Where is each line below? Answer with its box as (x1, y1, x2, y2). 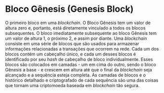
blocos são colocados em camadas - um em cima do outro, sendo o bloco (5, 62, 157, 67)
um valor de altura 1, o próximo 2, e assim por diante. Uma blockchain (5, 35, 147, 41)
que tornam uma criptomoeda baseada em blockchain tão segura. (5, 82, 140, 88)
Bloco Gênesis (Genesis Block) (5, 3, 134, 15)
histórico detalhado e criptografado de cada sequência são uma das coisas (5, 77, 159, 83)
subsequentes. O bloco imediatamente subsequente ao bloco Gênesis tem (5, 30, 157, 36)
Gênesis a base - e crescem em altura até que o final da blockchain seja (5, 66, 152, 72)
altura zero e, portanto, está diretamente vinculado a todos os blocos (5, 25, 146, 31)
